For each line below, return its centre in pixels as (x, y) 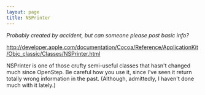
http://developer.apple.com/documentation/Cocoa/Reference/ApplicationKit (102, 47)
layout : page (23, 12)
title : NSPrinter (29, 18)
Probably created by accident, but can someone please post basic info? (98, 35)
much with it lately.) (31, 85)
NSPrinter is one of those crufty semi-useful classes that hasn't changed (99, 66)
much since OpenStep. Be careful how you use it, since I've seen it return (99, 72)
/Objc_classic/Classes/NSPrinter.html (53, 53)
